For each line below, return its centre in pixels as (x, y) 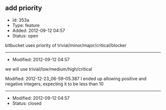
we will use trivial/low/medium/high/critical (49, 69)
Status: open (25, 36)
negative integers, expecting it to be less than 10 (54, 84)
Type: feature (26, 25)
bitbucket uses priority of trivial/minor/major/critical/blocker (66, 45)
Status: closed (27, 103)
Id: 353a (21, 20)
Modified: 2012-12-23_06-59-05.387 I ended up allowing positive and (76, 78)
